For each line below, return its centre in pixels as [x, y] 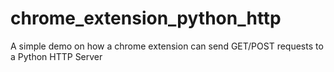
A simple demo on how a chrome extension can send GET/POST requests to [167, 46]
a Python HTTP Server [56, 56]
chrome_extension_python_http [146, 18]
